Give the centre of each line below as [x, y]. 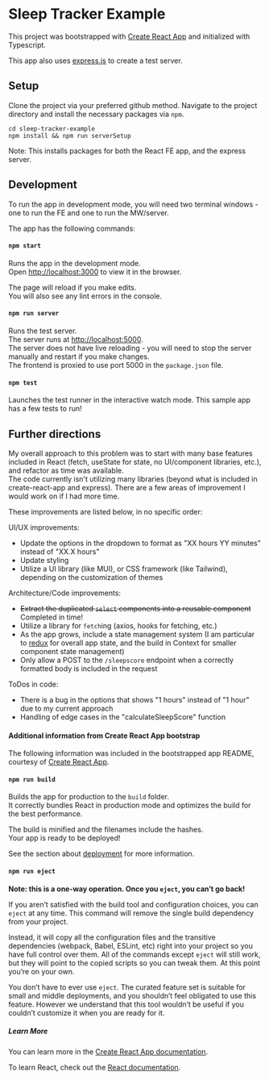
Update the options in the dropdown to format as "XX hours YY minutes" [141, 543]
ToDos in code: [33, 684]
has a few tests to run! [45, 409]
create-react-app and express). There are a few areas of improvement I [127, 487]
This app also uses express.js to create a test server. [95, 60]
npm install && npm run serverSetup [70, 136]
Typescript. [27, 44]
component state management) [72, 651]
